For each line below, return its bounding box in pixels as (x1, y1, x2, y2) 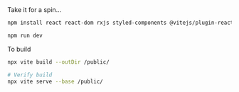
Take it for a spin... (7, 6, 62, 14)
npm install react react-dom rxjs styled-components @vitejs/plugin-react (7, 19, 234, 27)
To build (7, 45, 31, 54)
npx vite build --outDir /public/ (7, 59, 110, 66)
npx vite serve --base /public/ (7, 78, 103, 85)
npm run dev (7, 32, 43, 40)
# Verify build (7, 71, 53, 79)
